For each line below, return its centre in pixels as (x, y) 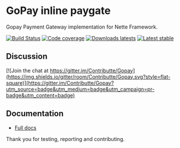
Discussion (27, 57)
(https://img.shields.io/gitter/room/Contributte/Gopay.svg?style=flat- (88, 76)
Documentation (35, 114)
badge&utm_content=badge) (40, 95)
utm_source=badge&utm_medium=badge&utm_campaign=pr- (80, 89)
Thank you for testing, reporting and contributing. (66, 139)
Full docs (25, 128)
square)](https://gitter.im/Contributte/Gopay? (60, 83)
